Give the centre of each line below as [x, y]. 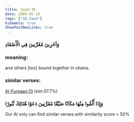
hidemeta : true [20, 23]
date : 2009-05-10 [23, 14]
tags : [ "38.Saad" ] [24, 18]
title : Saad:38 [20, 9]
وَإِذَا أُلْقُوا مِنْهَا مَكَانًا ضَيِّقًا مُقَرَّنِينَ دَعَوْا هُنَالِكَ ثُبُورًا [54, 104]
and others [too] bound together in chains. [47, 68]
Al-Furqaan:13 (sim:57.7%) [31, 91]
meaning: [17, 57]
